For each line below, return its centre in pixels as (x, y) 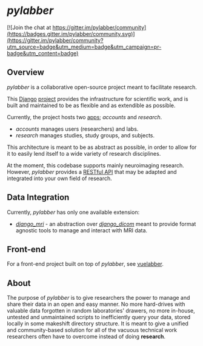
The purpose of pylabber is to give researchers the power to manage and (98, 298)
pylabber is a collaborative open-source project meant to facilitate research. (102, 87)
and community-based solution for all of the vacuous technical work (92, 330)
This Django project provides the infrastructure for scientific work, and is (98, 99)
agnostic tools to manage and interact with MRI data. (82, 230)
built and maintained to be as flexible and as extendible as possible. (91, 105)
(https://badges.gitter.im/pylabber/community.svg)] (71, 33)
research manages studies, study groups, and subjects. (85, 135)
